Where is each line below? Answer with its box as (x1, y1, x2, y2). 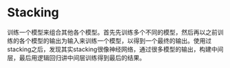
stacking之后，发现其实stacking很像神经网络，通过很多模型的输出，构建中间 (7, 45, 224, 53)
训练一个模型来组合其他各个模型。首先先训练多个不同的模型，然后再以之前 (7, 28, 218, 36)
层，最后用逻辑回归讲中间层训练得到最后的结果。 (7, 53, 146, 62)
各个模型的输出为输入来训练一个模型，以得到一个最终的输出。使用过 (19, 36, 211, 45)
